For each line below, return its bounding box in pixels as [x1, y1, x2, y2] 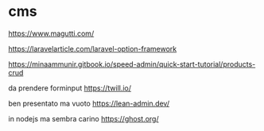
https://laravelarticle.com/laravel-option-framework [8, 44, 177, 53]
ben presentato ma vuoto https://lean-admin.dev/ [8, 98, 169, 108]
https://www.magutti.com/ [8, 29, 95, 38]
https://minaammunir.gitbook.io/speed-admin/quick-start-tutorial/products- [8, 59, 256, 69]
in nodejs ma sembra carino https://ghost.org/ [8, 114, 159, 123]
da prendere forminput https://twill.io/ [8, 83, 132, 93]
